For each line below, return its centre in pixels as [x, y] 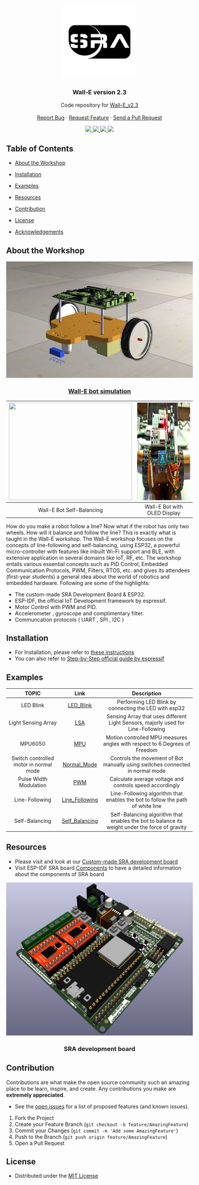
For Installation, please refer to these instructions [74, 652]
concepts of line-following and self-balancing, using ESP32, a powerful [93, 545]
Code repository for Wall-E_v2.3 [99, 105]
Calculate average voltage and [147, 779]
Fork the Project [34, 1118]
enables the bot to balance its [147, 820]
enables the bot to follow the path [147, 800]
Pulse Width [33, 779]
